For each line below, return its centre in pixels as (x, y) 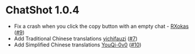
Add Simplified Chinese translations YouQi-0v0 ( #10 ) (78, 45)
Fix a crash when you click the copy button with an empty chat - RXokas (101, 26)
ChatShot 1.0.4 (42, 10)
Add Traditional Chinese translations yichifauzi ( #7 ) (76, 38)
